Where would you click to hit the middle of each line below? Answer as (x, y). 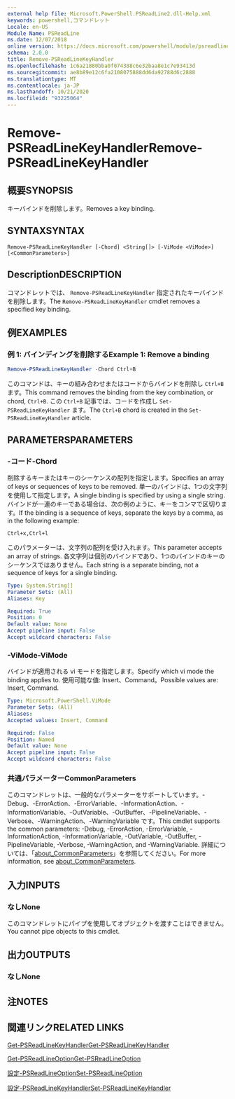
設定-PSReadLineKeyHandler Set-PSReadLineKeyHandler (89, 1088)
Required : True (29, 611)
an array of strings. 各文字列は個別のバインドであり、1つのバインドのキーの (116, 556)
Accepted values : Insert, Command (58, 720)
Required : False (31, 733)
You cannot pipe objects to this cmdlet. (64, 932)
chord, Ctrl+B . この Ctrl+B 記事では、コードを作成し (83, 401)
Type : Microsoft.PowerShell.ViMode (59, 701)
